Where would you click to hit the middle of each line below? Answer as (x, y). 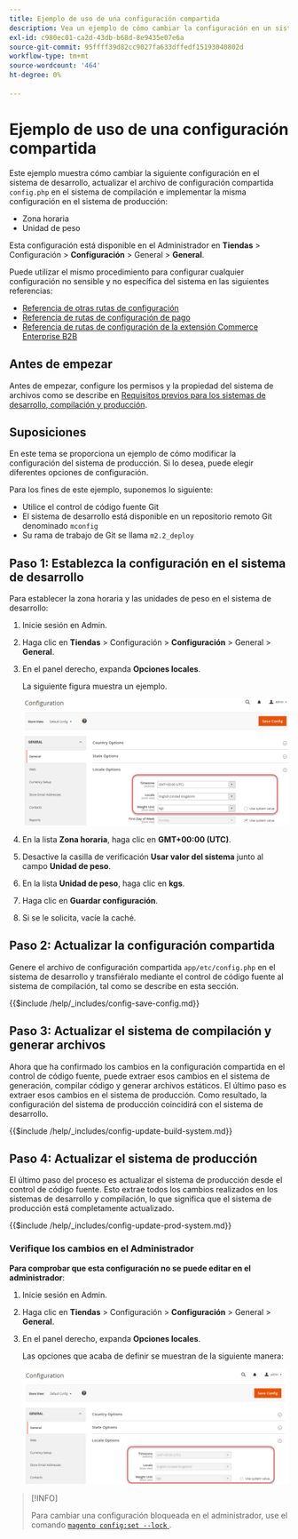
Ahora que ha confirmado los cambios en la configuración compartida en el (147, 1066)
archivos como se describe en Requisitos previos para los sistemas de (137, 395)
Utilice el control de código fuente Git (90, 507)
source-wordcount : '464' (55, 66)
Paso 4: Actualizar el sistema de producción (133, 1159)
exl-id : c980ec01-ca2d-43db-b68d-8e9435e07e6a (97, 37)
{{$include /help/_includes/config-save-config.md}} (104, 1003)
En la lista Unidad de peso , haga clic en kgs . (103, 883)
